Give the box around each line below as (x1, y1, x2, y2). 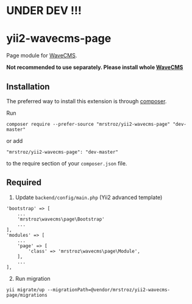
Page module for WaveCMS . (6, 52, 77, 59)
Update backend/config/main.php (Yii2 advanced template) (15, 194, 163, 201)
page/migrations (6, 292, 48, 298)
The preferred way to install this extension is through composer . (6, 97, 167, 104)
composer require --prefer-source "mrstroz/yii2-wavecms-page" (6, 121, 171, 127)
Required (6, 178, 41, 188)
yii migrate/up (6, 286, 45, 293)
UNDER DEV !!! (6, 4, 82, 18)
